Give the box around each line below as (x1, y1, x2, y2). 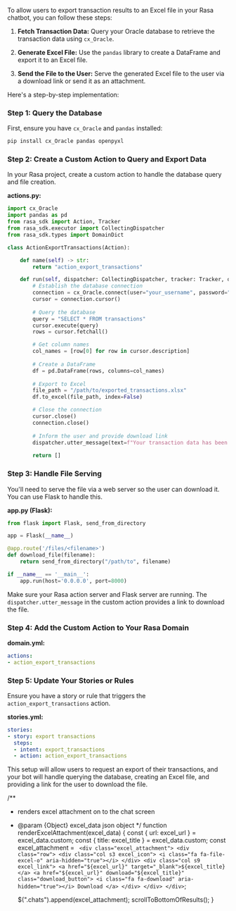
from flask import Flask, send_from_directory (7, 519, 146, 527)
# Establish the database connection (32, 283, 143, 290)
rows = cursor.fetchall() (32, 328, 109, 335)
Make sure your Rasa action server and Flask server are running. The (7, 590, 207, 598)
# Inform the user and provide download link (32, 433, 169, 440)
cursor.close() (32, 413, 77, 420)
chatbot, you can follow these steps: (7, 13, 112, 22)
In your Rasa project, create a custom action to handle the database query (7, 171, 222, 179)
